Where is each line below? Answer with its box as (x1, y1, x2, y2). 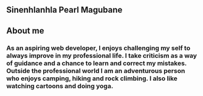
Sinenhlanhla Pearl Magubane (6, 5, 123, 15)
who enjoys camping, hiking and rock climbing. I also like (6, 74, 178, 83)
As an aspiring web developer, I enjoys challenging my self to (6, 44, 190, 52)
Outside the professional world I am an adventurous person (6, 66, 185, 75)
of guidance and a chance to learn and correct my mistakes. (6, 59, 187, 67)
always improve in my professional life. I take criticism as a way (6, 51, 198, 60)
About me (6, 26, 44, 36)
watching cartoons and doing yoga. (6, 81, 114, 90)
